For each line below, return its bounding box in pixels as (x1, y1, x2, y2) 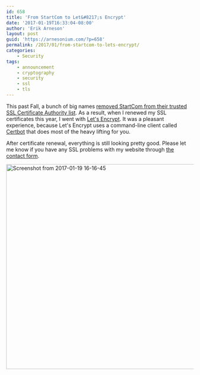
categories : (6, 48, 36, 54)
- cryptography (17, 70, 55, 76)
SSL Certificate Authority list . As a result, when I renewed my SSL (6, 109, 167, 116)
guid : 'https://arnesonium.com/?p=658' (6, 36, 105, 42)
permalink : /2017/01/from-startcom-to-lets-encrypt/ (6, 42, 140, 48)
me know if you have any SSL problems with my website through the (6, 145, 174, 153)
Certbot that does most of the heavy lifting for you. (6, 128, 131, 135)
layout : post (6, 31, 39, 37)
